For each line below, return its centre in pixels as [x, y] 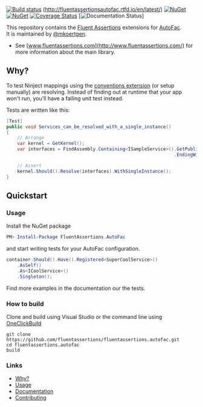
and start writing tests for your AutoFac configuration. [73, 249]
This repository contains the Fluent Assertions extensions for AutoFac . [94, 27]
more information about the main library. [65, 52]
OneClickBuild [24, 323]
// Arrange [31, 138]
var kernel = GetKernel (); [51, 144]
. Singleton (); [35, 277]
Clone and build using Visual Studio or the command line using [84, 316]
